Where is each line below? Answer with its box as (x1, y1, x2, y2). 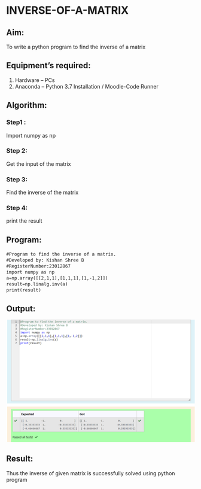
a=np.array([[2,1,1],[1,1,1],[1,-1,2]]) (6, 275, 109, 281)
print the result (6, 217, 43, 224)
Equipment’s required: (6, 60, 91, 71)
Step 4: (6, 204, 28, 212)
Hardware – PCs (14, 76, 55, 84)
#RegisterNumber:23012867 (6, 263, 71, 269)
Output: (6, 303, 36, 314)
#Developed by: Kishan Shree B (6, 257, 84, 263)
